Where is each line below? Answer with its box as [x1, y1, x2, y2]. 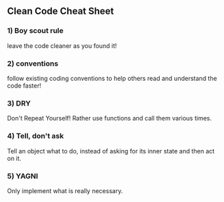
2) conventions [7, 58, 59, 68]
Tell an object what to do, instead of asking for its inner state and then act [7, 147, 215, 155]
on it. [7, 154, 22, 162]
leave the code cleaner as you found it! [7, 41, 117, 50]
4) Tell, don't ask [7, 131, 64, 141]
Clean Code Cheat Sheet [7, 5, 114, 17]
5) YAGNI [7, 171, 38, 181]
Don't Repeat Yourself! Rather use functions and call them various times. [7, 114, 212, 123]
